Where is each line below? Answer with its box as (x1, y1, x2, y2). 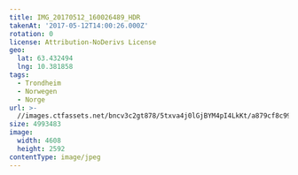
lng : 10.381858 (17, 63, 74, 72)
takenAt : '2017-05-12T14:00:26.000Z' (9, 21, 149, 30)
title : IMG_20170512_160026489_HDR (9, 12, 141, 22)
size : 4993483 (9, 120, 62, 129)
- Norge (17, 95, 46, 104)
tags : (9, 71, 29, 80)
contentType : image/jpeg (9, 152, 101, 162)
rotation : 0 (9, 29, 53, 38)
